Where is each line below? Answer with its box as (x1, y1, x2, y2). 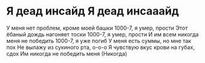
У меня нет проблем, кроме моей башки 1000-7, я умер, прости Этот (6, 24, 188, 31)
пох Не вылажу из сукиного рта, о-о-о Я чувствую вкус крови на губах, (6, 44, 195, 51)
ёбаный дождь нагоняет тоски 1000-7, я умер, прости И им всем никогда (6, 30, 199, 38)
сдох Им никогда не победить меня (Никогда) (6, 50, 128, 57)
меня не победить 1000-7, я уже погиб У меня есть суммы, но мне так (6, 37, 191, 44)
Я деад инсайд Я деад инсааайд (6, 4, 179, 18)
